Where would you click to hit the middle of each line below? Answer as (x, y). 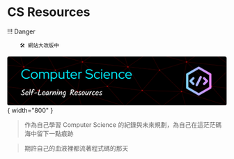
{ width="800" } (30, 110)
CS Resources (49, 12)
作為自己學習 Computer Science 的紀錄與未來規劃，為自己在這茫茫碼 (123, 124)
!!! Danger (22, 31)
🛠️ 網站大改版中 (39, 45)
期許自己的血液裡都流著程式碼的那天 (76, 148)
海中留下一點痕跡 (49, 133)
